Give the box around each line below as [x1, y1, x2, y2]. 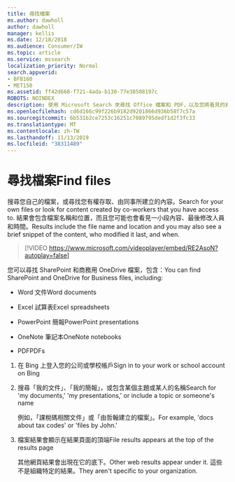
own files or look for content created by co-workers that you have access [7, 205, 219, 214]
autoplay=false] [24, 252, 70, 260]
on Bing [17, 369, 40, 378]
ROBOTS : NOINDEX [7, 95, 55, 102]
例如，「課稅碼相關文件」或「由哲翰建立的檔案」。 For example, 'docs [17, 413, 214, 422]
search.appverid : [7, 69, 58, 76]
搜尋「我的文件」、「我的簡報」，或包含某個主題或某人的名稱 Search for [17, 383, 217, 392]
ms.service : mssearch [7, 56, 71, 63]
